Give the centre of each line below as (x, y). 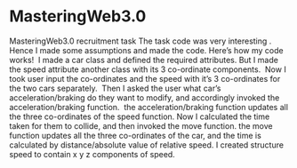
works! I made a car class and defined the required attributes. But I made (144, 60)
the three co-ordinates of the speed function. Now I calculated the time (140, 116)
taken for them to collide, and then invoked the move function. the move (141, 125)
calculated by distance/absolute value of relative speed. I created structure (147, 145)
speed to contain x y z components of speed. (92, 154)
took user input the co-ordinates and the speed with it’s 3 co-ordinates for (145, 78)
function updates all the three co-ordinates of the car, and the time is (136, 135)
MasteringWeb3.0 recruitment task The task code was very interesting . (140, 41)
